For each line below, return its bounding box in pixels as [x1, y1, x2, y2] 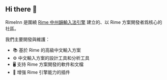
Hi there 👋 [5, 5, 37, 14]
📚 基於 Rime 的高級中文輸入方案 [12, 47, 81, 53]
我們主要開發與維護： [5, 36, 50, 42]
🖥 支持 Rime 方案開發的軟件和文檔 [12, 61, 84, 67]
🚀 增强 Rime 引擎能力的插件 [12, 69, 70, 75]
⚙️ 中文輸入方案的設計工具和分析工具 [12, 55, 90, 61]
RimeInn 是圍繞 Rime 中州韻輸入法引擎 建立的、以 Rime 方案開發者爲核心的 [5, 19, 162, 25]
